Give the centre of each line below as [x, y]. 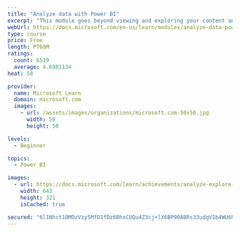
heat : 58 [20, 73]
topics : [19, 158]
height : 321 [38, 197]
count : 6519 [32, 60]
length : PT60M [29, 47]
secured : [20, 217]
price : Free [25, 41]
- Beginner [30, 146]
